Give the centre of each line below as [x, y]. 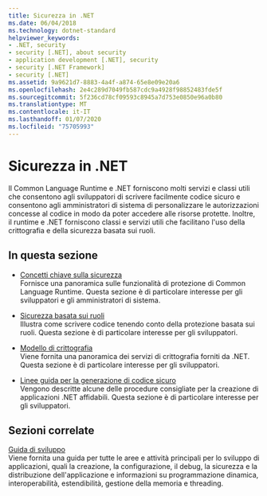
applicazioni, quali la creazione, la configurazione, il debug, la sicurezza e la [133, 467]
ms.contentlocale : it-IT [49, 112]
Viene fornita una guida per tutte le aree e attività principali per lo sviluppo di [134, 458]
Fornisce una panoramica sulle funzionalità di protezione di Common [132, 283]
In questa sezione [53, 256]
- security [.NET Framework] [57, 68]
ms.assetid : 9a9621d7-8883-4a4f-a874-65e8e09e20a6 [94, 82]
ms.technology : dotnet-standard [62, 30]
